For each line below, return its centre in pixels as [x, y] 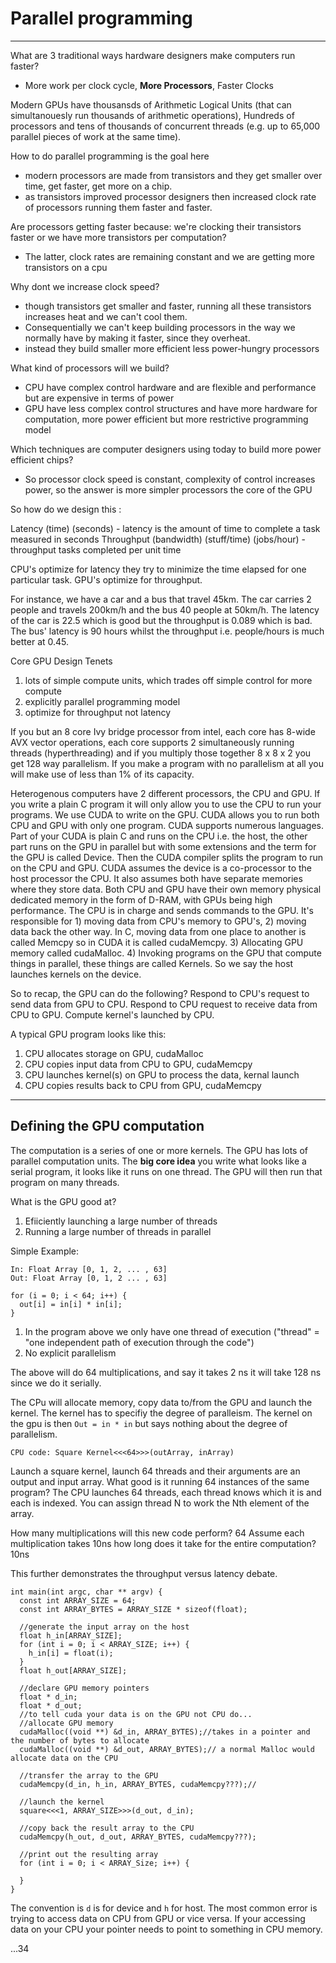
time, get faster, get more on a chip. [98, 186]
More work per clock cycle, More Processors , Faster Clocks [149, 85]
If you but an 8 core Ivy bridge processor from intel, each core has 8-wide [163, 731]
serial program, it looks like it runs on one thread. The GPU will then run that [166, 1171]
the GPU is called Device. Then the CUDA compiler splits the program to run [167, 857]
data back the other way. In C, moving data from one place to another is [158, 931]
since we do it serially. [56, 1383]
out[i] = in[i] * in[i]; [71, 1304]
